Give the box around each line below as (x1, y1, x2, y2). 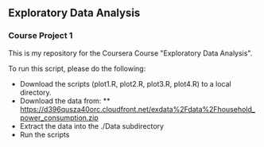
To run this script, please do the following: (8, 64, 146, 73)
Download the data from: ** (19, 95, 111, 106)
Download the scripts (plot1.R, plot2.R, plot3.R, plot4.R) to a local (19, 79, 232, 88)
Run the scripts (19, 130, 70, 139)
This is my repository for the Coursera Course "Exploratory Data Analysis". (8, 48, 253, 58)
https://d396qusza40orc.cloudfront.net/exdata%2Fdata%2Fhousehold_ (19, 104, 256, 114)
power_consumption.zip (19, 113, 99, 122)
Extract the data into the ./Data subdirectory (19, 121, 165, 130)
